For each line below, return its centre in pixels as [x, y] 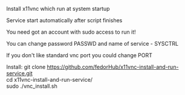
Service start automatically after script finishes [64, 20]
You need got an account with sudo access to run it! [71, 32]
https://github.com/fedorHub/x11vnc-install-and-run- [113, 67]
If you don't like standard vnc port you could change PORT [80, 55]
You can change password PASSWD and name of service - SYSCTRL [92, 44]
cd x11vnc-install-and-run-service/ [49, 80]
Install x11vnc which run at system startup [58, 9]
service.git [20, 73]
